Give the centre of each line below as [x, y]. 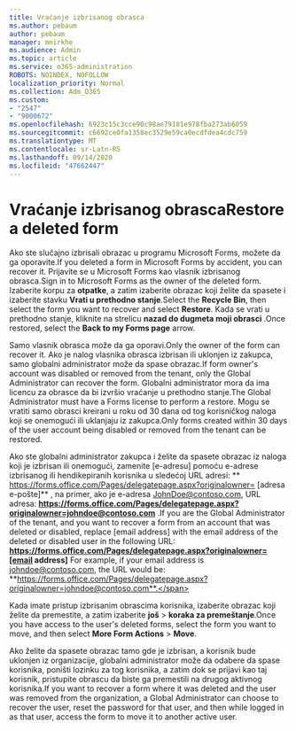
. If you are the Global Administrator [221, 513]
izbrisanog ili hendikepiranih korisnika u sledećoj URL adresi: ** [125, 476]
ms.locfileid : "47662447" [57, 166]
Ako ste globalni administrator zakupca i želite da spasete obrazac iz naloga [148, 456]
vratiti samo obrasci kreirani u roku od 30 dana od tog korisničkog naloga [143, 411]
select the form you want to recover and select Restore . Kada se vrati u [140, 309]
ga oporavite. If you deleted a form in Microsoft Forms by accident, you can [146, 262]
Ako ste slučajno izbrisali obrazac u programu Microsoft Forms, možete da [145, 253]
